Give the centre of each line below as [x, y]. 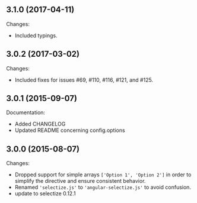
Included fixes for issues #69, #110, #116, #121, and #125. [84, 80]
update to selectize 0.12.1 [45, 194]
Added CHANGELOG [40, 124]
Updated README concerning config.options [70, 130]
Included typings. [36, 36]
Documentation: [26, 112]
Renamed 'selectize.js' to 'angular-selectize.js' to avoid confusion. [103, 187]
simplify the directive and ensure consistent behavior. [80, 181]
